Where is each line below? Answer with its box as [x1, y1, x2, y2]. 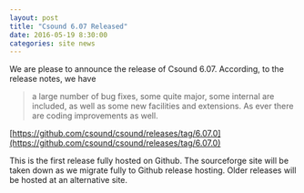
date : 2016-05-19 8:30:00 [9, 30, 107, 39]
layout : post [9, 13, 59, 23]
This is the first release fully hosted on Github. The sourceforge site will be [9, 156, 289, 167]
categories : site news [9, 38, 96, 48]
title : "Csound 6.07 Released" [9, 22, 128, 31]
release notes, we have [9, 74, 96, 85]
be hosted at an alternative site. [9, 175, 128, 186]
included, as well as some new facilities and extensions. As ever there [31, 101, 294, 112]
